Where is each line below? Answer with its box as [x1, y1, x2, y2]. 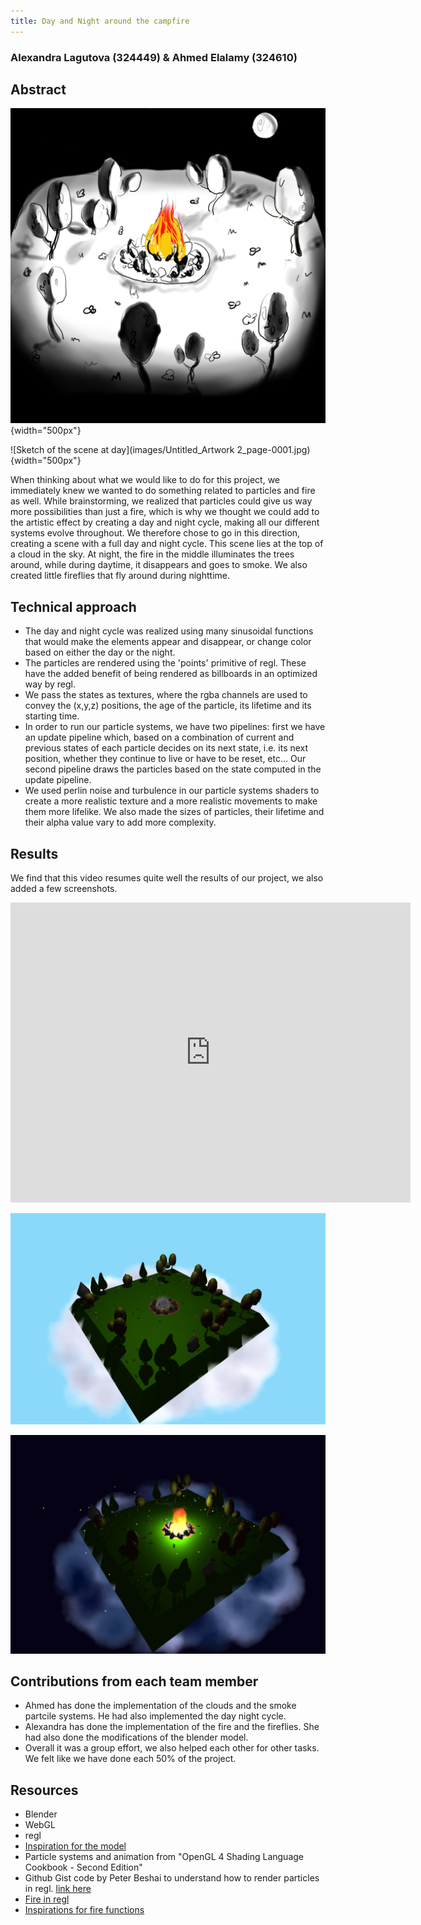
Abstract [10, 81, 67, 98]
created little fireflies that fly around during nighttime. [10, 570, 230, 582]
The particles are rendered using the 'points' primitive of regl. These [24, 657, 307, 669]
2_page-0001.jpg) [236, 444, 311, 456]
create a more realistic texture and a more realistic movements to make [24, 795, 318, 807]
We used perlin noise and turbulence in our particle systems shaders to [24, 785, 320, 797]
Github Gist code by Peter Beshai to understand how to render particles [24, 1872, 320, 1884]
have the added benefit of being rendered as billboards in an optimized [24, 668, 318, 680]
